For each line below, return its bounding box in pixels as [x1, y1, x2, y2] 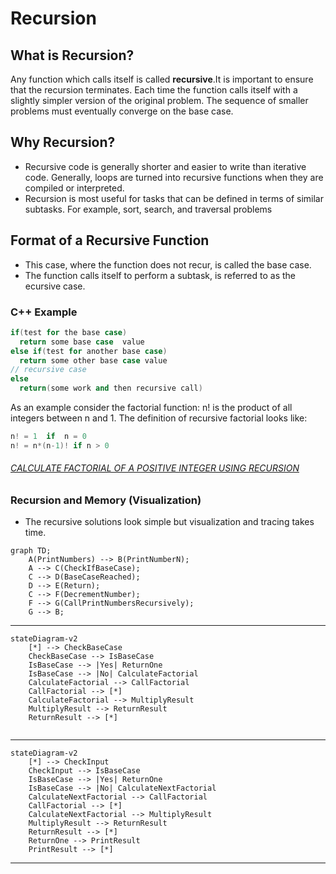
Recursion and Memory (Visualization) [10, 493, 202, 507]
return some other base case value [19, 355, 168, 366]
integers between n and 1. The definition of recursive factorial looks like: [10, 412, 308, 424]
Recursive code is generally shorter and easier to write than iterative [24, 160, 307, 172]
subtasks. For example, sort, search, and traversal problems [24, 203, 273, 215]
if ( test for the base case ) [10, 327, 128, 337]
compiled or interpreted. [24, 182, 125, 194]
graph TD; [10, 546, 52, 556]
